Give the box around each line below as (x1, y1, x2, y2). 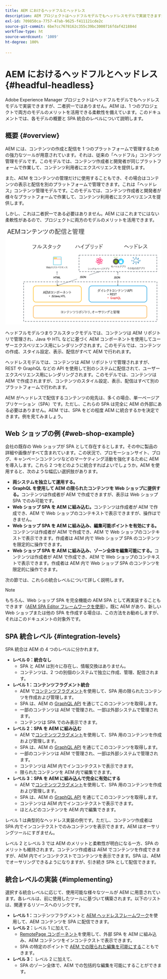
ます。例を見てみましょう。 (9, 413, 66, 419)
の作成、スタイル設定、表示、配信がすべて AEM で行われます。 (5, 348, 134, 354)
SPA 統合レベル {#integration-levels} (5, 632, 121, 641)
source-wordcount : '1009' (5, 34, 59, 39)
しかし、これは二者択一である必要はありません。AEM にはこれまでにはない (5, 210, 160, 217)
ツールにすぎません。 (13, 830, 58, 836)
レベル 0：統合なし (12, 657, 52, 663)
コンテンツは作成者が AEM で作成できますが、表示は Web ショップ (21, 492, 158, 498)
